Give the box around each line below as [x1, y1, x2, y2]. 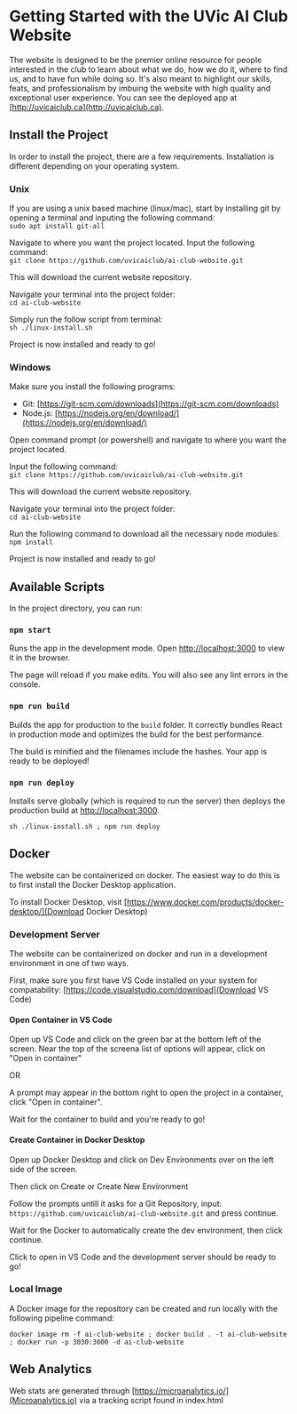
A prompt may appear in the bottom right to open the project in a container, [9, 1087, 284, 1098]
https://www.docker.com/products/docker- [127, 896, 285, 907]
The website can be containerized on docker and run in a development [9, 948, 268, 959]
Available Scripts [9, 579, 105, 595]
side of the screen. [9, 1163, 78, 1174]
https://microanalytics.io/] [134, 1385, 229, 1396]
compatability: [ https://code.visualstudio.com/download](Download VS [9, 985, 269, 995]
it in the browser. [9, 652, 71, 663]
